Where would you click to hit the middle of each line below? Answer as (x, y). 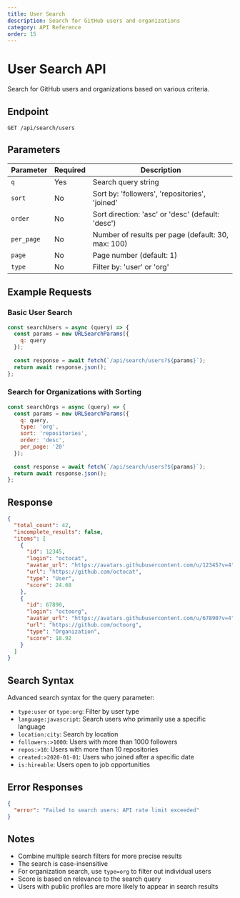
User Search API (57, 69)
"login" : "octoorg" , (57, 612)
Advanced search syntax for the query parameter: (81, 698)
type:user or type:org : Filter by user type (78, 712)
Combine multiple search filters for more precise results (100, 856)
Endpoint (28, 111)
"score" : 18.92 (49, 638)
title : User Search (36, 14)
